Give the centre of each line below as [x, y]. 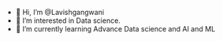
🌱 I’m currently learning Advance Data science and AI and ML [115, 29]
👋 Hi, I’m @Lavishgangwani [60, 12]
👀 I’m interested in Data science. [68, 20]
